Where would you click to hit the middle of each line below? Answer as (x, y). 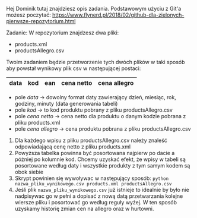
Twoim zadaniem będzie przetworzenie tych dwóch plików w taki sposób (96, 62)
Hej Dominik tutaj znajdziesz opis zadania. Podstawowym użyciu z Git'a (94, 9)
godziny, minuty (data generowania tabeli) (66, 104)
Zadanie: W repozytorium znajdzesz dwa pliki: (63, 33)
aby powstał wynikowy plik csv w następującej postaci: (74, 68)
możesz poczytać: (29, 15)
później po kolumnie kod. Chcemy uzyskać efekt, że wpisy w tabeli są (100, 159)
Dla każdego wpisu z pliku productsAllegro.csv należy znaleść (91, 140)
